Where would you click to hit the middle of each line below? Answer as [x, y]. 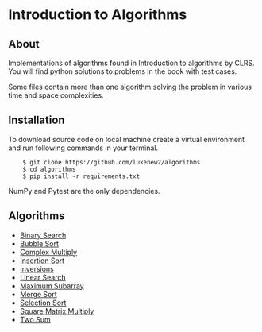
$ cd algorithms [50, 169]
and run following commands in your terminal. [83, 148]
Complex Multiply [48, 252]
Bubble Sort [39, 243]
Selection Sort [43, 303]
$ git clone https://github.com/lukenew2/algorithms [112, 162]
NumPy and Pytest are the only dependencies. [84, 191]
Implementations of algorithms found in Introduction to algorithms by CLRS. [132, 63]
